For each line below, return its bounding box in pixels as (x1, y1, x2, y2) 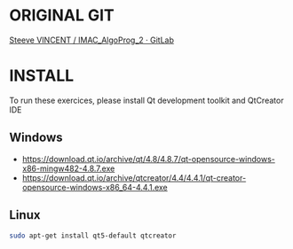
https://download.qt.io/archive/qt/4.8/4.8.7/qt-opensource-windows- (21, 153, 275, 164)
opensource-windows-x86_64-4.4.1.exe (21, 182, 169, 192)
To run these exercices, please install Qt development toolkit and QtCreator (9, 95, 284, 105)
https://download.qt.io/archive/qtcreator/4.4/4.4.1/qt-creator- (21, 172, 247, 183)
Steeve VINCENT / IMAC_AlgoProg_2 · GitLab (9, 35, 175, 45)
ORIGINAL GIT (9, 5, 115, 26)
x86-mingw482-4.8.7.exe (21, 163, 115, 174)
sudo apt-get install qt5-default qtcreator (9, 231, 177, 240)
